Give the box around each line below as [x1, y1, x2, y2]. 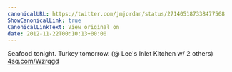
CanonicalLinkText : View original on [7, 23, 120, 30]
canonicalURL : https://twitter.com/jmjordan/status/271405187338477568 [7, 10, 225, 18]
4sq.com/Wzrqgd [7, 57, 59, 66]
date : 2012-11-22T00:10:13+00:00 [7, 30, 107, 37]
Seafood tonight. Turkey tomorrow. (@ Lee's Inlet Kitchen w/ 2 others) [7, 49, 213, 58]
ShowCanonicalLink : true [7, 17, 81, 24]
